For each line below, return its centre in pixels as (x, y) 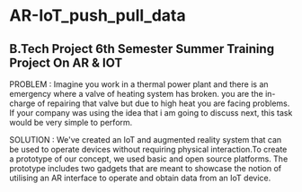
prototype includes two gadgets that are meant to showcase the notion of (145, 168)
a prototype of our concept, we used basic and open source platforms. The (149, 159)
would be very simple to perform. (71, 122)
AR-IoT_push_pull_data (98, 16)
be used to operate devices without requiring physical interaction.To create (148, 149)
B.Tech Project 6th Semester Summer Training (142, 49)
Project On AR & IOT (66, 62)
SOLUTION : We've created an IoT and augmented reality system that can (146, 140)
